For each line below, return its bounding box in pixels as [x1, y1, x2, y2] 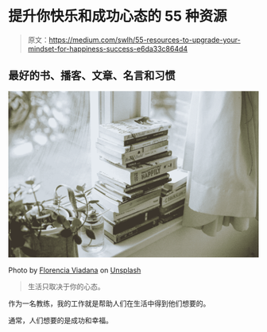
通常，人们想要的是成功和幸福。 [8, 315, 113, 326]
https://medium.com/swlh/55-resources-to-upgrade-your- [48, 35, 241, 44]
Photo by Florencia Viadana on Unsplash [8, 265, 141, 275]
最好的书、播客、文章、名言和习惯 [8, 69, 176, 83]
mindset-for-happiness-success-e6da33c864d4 [27, 44, 188, 53]
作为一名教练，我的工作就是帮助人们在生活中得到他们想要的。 [8, 299, 211, 308]
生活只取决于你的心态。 [27, 282, 105, 291]
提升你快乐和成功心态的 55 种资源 [8, 7, 228, 25]
